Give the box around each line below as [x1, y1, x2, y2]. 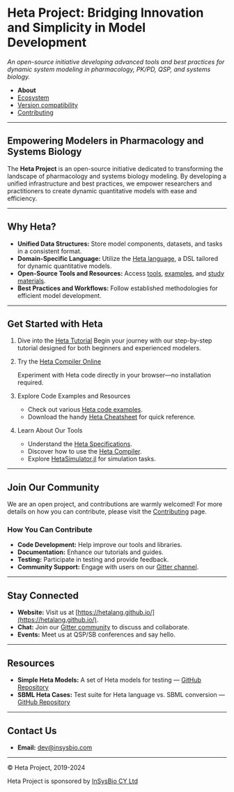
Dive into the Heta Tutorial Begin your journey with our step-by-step [17, 336, 212, 345]
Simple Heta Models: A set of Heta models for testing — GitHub [17, 675, 202, 685]
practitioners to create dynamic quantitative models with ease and [7, 186, 197, 195]
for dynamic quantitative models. [17, 262, 112, 270]
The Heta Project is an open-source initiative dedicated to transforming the [7, 164, 224, 172]
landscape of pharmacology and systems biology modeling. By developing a [7, 172, 227, 180]
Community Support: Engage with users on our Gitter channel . [17, 563, 199, 571]
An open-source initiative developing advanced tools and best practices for [7, 57, 225, 66]
